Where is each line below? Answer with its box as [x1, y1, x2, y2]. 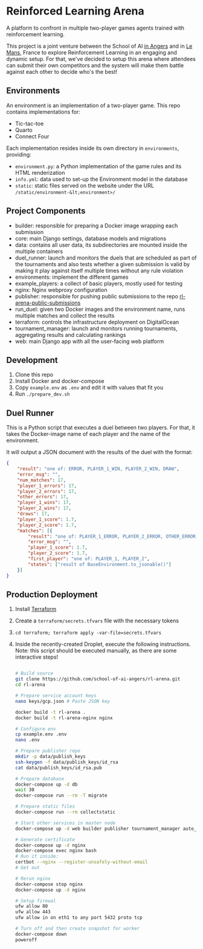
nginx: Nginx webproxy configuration [14, 286, 108, 293]
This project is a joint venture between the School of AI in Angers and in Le [6, 42, 193, 50]
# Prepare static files [14, 803, 76, 810]
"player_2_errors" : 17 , [17, 488, 77, 494]
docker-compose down [14, 931, 67, 937]
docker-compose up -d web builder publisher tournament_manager [14, 826, 181, 832]
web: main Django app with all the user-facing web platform [14, 338, 164, 345]
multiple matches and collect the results [14, 311, 115, 319]
